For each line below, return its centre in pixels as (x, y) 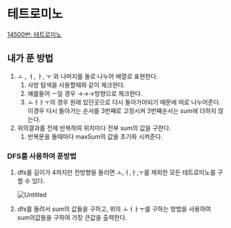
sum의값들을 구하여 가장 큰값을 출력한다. (72, 218)
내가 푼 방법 (30, 58)
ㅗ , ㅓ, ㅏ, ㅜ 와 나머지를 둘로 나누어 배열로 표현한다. (88, 76)
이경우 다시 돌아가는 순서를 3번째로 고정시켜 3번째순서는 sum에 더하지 (122, 110)
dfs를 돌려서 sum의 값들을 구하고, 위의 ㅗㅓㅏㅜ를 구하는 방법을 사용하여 (114, 209)
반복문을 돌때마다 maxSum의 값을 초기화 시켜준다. (95, 136)
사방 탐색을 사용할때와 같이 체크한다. (76, 85)
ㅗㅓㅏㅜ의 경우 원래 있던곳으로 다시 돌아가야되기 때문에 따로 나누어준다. (124, 102)
